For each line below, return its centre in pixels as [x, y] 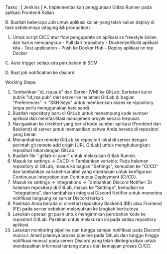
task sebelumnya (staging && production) [48, 27]
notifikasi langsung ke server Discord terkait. [58, 198]
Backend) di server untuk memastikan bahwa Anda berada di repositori [85, 129]
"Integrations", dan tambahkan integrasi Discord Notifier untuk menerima [87, 193]
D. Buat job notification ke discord [40, 72]
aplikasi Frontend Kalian [30, 12]
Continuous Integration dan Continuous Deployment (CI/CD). [75, 177]
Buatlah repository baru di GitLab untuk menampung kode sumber [80, 113]
